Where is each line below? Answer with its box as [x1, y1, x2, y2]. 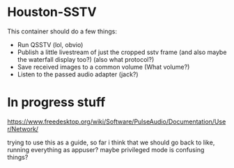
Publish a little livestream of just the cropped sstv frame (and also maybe [17, 48, 227, 56]
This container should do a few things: [7, 27, 117, 35]
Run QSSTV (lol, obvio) [17, 40, 84, 49]
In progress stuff [7, 94, 106, 110]
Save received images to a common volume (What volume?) [17, 62, 190, 71]
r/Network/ [7, 124, 39, 133]
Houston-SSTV [7, 4, 97, 20]
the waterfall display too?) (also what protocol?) [17, 55, 155, 63]
